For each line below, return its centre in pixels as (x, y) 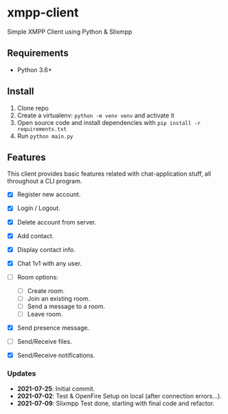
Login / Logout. (38, 208)
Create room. (46, 290)
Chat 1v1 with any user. (49, 263)
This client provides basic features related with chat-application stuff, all (109, 174)
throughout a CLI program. (45, 181)
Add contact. (35, 235)
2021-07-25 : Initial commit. (56, 389)
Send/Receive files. (44, 342)
